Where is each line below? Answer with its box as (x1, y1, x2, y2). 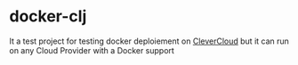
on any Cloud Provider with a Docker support (9, 45, 175, 55)
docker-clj (9, 6, 87, 27)
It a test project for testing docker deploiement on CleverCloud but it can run (9, 36, 289, 46)
